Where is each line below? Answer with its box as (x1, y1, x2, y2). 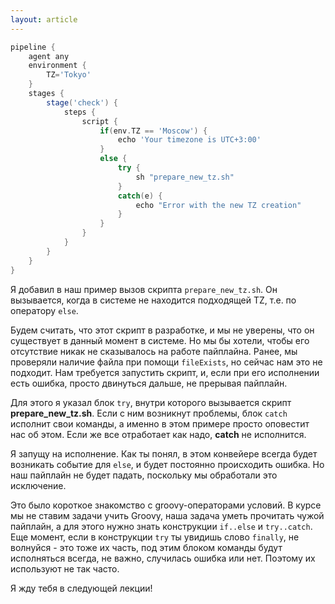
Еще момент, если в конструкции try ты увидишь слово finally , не (10, 531, 300, 543)
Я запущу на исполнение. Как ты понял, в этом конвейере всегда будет (10, 447, 318, 460)
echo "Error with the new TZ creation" (135, 200, 302, 210)
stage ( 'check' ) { (46, 97, 118, 108)
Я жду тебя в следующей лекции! (10, 582, 153, 594)
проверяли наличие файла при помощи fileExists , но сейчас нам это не (10, 356, 323, 368)
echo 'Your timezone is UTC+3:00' (117, 135, 262, 145)
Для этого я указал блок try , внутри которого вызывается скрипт (10, 396, 292, 408)
